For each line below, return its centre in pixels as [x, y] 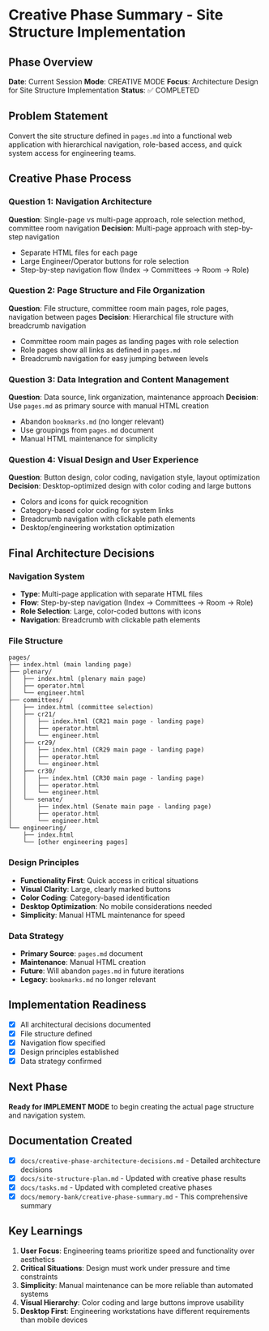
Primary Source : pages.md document [81, 953]
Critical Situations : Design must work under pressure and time [125, 1268]
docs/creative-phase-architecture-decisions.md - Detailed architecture [140, 1160]
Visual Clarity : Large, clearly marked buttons [96, 889]
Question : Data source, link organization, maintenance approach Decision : [134, 397]
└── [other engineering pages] [76, 842]
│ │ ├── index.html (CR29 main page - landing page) [107, 750]
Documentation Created [70, 1141]
